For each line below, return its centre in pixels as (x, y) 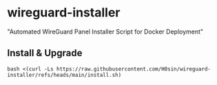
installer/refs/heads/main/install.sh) (64, 75)
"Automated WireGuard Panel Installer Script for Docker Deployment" (105, 32)
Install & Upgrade (45, 53)
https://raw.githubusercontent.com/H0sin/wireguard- (134, 69)
